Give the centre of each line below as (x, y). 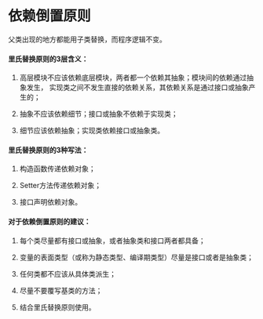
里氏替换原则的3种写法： (48, 150)
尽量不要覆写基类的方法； (61, 290)
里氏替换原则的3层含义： (48, 59)
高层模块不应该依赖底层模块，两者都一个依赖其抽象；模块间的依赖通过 (133, 78)
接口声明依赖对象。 (51, 202)
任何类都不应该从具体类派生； (68, 274)
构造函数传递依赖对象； (57, 169)
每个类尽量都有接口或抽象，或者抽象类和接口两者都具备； (112, 241)
